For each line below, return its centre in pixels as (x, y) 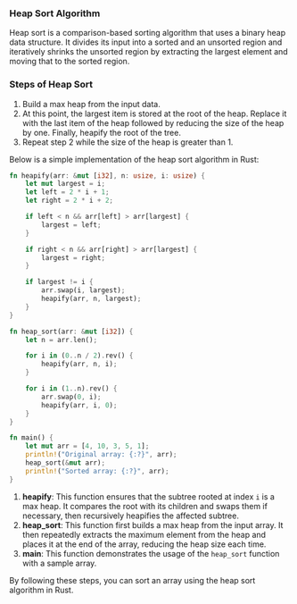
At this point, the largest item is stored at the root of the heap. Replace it (154, 113)
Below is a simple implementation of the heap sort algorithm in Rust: (134, 159)
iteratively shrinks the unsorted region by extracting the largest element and (148, 52)
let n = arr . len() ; (62, 340)
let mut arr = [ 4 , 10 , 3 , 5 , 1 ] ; (87, 446)
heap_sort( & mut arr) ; (65, 463)
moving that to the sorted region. (70, 62)
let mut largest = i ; (65, 184)
